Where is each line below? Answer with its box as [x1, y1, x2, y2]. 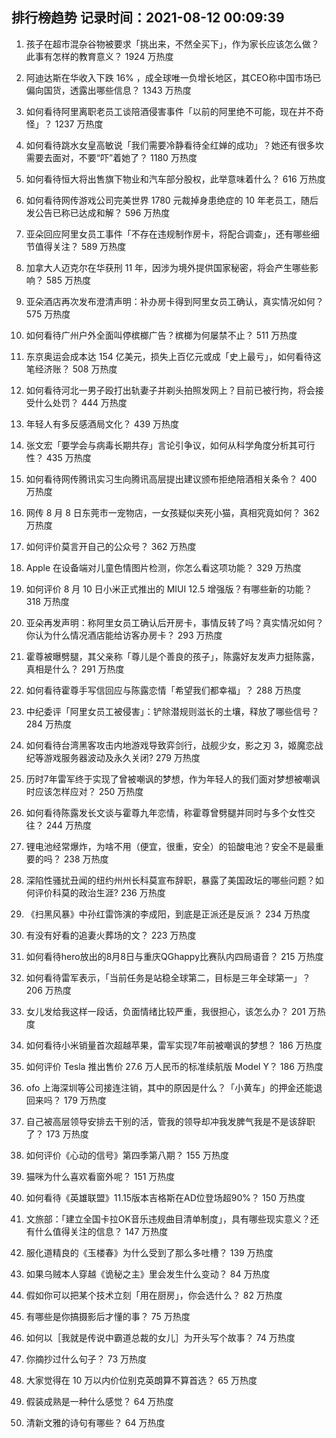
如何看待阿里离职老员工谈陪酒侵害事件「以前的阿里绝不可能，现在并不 [25, 105, 316, 117]
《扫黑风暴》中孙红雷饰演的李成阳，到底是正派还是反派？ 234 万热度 [25, 908, 311, 920]
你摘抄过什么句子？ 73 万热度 [25, 1353, 148, 1365]
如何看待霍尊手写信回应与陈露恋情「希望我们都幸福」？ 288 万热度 [25, 684, 302, 696]
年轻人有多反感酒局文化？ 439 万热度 [25, 418, 180, 430]
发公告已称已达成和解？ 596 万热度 [25, 206, 171, 218]
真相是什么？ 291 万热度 [25, 663, 125, 675]
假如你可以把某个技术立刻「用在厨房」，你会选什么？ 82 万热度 [25, 1289, 283, 1301]
